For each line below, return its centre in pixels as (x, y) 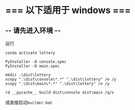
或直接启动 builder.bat (29, 102)
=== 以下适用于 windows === (68, 10)
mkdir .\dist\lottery (28, 75)
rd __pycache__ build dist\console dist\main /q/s (60, 92)
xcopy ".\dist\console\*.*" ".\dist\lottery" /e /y (61, 79)
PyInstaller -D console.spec (36, 62)
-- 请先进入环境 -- (33, 30)
